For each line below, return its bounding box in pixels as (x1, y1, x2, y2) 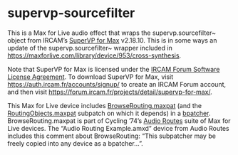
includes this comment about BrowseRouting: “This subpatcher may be (7, 132, 216, 140)
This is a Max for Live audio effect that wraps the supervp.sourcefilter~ (7, 28, 216, 37)
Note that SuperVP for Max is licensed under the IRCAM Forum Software (7, 65, 220, 73)
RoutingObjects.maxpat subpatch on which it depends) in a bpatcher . (7, 109, 211, 117)
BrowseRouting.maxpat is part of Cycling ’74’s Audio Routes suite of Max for (7, 116, 231, 125)
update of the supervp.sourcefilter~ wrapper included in (7, 43, 172, 52)
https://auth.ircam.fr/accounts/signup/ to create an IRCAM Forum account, (7, 80, 227, 88)
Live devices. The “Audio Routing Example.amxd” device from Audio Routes (7, 124, 229, 132)
